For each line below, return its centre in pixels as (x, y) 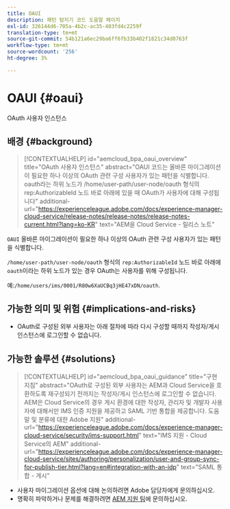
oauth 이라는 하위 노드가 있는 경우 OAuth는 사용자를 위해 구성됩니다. (98, 270)
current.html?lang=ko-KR (60, 224)
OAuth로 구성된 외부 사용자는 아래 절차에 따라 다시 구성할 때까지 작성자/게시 (118, 327)
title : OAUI (24, 13)
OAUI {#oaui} (46, 98)
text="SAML (198, 467)
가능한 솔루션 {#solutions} (62, 358)
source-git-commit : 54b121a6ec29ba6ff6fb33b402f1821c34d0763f (98, 39)
